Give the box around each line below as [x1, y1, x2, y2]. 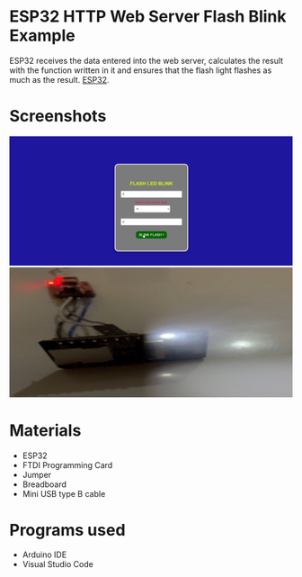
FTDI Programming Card [22, 459, 113, 470]
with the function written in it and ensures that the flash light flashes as [9, 65, 272, 76]
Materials [9, 420, 82, 440]
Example [9, 25, 75, 46]
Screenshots [9, 106, 107, 127]
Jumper [22, 469, 52, 480]
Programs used [9, 519, 126, 540]
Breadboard [22, 479, 67, 490]
